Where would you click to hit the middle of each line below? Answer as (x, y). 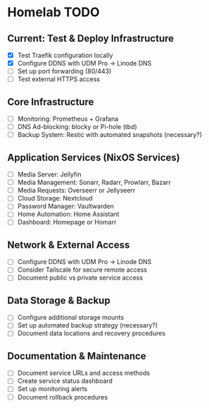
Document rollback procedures (62, 397)
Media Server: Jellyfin (49, 174)
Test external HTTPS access (59, 79)
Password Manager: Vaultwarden (65, 206)
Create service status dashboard (65, 381)
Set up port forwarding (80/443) (64, 71)
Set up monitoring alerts (52, 389)
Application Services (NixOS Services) (94, 157)
